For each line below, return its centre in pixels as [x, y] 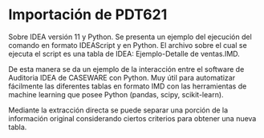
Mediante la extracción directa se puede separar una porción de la [118, 110]
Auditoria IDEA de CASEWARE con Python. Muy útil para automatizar [122, 77]
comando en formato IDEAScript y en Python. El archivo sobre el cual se [128, 45]
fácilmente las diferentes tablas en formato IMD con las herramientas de [128, 86]
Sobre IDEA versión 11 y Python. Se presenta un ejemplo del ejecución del [130, 37]
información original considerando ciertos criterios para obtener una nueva [132, 118]
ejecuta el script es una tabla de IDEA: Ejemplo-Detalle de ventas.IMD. [124, 53]
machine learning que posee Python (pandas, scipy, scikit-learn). [116, 94]
